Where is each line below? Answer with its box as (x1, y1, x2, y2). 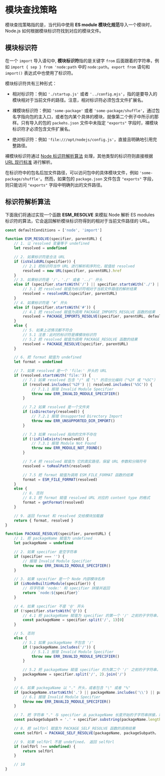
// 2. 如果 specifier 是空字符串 (14, 550, 77, 555)
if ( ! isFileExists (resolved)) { (23, 436, 89, 441)
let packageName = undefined (14, 541, 74, 546)
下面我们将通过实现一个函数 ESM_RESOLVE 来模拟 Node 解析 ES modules (5, 212, 155, 217)
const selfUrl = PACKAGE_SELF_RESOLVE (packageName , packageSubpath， (14, 730, 159, 736)
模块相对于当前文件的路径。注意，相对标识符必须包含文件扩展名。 (12, 97, 146, 103)
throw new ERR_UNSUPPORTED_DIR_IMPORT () (31, 418, 115, 423)
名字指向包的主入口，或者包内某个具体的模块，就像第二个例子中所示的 (12, 114, 155, 120)
